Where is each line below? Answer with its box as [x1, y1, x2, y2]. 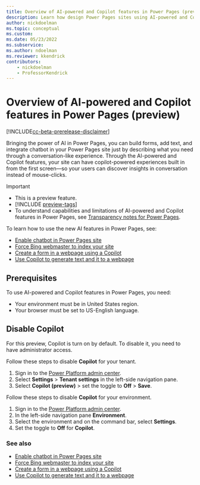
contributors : [6, 59, 42, 65]
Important [6, 183, 30, 190]
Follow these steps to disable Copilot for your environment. [6, 394, 152, 401]
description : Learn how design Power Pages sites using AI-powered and [6, 14, 187, 20]
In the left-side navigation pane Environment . [14, 412, 127, 419]
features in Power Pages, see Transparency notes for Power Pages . [14, 213, 181, 221]
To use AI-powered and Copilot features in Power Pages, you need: [6, 289, 171, 296]
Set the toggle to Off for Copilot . [14, 424, 95, 431]
